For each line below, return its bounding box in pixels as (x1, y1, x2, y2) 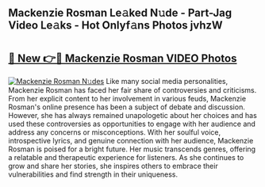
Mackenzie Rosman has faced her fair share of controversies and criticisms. (8, 86, 257, 94)
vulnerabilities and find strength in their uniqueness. (8, 170, 179, 179)
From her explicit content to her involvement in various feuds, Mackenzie (8, 94, 247, 103)
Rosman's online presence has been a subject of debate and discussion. (8, 102, 246, 112)
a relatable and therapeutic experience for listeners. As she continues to (8, 153, 244, 162)
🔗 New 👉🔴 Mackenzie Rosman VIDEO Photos (8, 52, 237, 65)
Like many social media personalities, (106, 77, 229, 86)
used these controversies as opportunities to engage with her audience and (8, 119, 256, 128)
